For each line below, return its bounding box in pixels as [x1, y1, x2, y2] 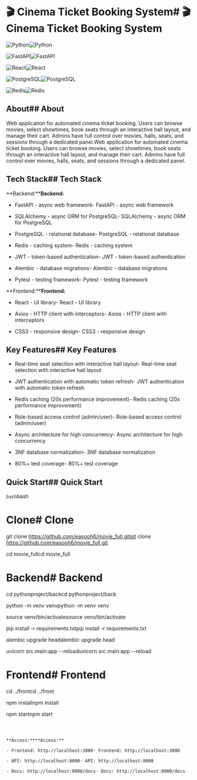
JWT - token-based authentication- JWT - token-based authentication [14, 253, 186, 260]
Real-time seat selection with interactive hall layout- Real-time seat [14, 360, 177, 367]
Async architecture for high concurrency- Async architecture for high [14, 431, 183, 438]
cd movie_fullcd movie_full [6, 550, 71, 557]
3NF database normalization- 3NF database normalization [14, 449, 156, 456]
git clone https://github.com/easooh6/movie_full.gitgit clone [6, 533, 151, 540]
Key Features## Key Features [6, 344, 116, 354]
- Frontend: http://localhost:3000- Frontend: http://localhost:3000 [6, 748, 181, 754]
